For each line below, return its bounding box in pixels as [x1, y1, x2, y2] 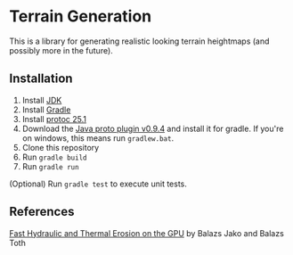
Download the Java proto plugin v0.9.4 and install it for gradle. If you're [21, 123, 284, 134]
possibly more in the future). [9, 45, 113, 55]
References [9, 204, 75, 219]
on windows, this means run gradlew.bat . [21, 132, 175, 144]
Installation [9, 71, 73, 86]
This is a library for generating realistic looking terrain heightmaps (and [9, 36, 270, 46]
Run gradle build [21, 152, 87, 162]
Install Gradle [21, 104, 71, 115]
